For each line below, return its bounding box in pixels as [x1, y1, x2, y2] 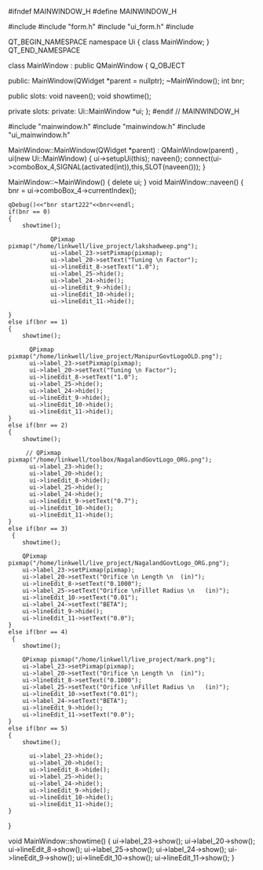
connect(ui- [184, 154, 222, 163]
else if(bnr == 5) [8, 724, 68, 732]
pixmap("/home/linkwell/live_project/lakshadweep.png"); [8, 242, 199, 250]
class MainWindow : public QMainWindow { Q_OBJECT [8, 61, 186, 70]
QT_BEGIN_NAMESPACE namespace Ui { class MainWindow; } [8, 37, 210, 46]
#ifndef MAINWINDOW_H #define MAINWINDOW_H [8, 7, 177, 16]
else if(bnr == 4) [8, 628, 68, 636]
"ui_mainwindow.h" [8, 130, 71, 139]
